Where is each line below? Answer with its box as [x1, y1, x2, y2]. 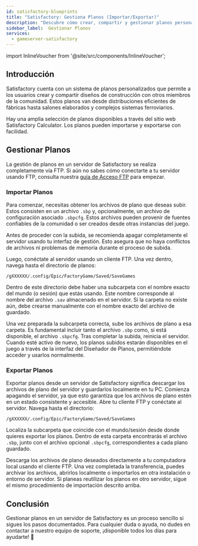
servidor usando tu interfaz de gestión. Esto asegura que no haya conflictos [6, 237, 190, 245]
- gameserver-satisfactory [11, 36, 78, 42]
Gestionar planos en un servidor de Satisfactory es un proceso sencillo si [6, 515, 184, 522]
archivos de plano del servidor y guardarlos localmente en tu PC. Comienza [6, 386, 190, 393]
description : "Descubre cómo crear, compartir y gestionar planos [6, 19, 173, 25]
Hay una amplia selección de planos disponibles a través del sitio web [6, 115, 176, 122]
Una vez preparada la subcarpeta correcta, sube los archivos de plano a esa [6, 320, 192, 327]
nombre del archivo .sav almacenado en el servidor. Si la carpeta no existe [6, 296, 187, 303]
